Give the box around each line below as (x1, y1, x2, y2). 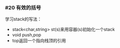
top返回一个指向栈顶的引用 (12, 38, 66, 44)
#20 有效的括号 (5, 4, 41, 11)
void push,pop (12, 32, 41, 38)
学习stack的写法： (5, 16, 42, 22)
